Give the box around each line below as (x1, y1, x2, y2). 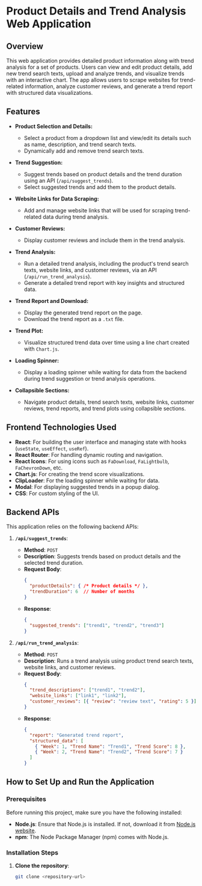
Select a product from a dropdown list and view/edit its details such (23, 134, 191, 141)
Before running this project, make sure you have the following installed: (6, 809, 182, 816)
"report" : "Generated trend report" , (29, 732, 124, 738)
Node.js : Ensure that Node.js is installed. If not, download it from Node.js (14, 820, 196, 827)
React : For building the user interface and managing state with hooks (14, 438, 187, 445)
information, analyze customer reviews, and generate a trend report (25, 83, 192, 90)
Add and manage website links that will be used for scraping (23, 206, 174, 214)
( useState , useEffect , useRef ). (14, 445, 89, 452)
